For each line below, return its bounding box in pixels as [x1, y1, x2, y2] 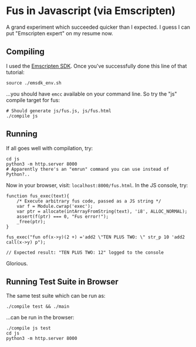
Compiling [6, 47, 45, 57]
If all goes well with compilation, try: [6, 144, 93, 151]
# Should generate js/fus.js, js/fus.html [6, 107, 111, 114]
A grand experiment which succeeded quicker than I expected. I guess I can [6, 23, 191, 31]
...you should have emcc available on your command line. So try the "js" [6, 90, 177, 97]
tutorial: [6, 69, 25, 76]
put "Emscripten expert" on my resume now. [6, 29, 113, 36]
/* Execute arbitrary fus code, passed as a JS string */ [16, 198, 161, 204]
